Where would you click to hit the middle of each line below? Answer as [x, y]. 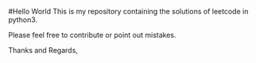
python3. [23, 20]
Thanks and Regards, [43, 50]
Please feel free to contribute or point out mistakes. [92, 35]
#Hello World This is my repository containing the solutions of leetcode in [128, 11]
